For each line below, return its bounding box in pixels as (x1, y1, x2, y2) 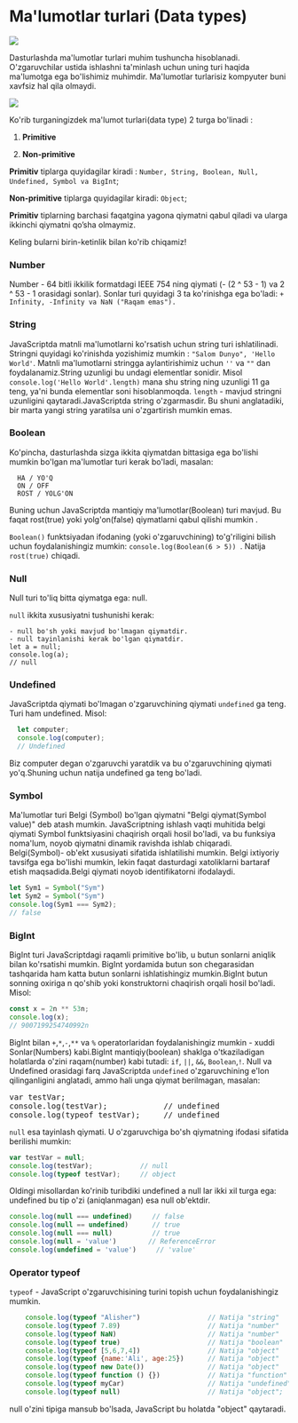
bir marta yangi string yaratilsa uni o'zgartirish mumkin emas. (9, 404, 232, 415)
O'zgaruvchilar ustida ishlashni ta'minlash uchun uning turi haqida (9, 61, 250, 72)
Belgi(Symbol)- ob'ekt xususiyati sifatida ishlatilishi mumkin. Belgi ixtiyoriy (9, 847, 279, 858)
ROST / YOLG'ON (17, 489, 74, 498)
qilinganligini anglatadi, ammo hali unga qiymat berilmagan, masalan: (9, 1075, 261, 1085)
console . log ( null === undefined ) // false (9, 1212, 184, 1221)
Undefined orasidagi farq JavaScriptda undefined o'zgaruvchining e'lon (9, 1065, 270, 1076)
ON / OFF (17, 481, 50, 490)
